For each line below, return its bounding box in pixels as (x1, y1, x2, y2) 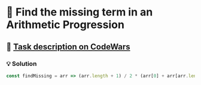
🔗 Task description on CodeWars (6, 42, 130, 52)
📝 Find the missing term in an (6, 5, 153, 19)
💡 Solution (6, 59, 37, 68)
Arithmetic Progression (6, 18, 124, 32)
